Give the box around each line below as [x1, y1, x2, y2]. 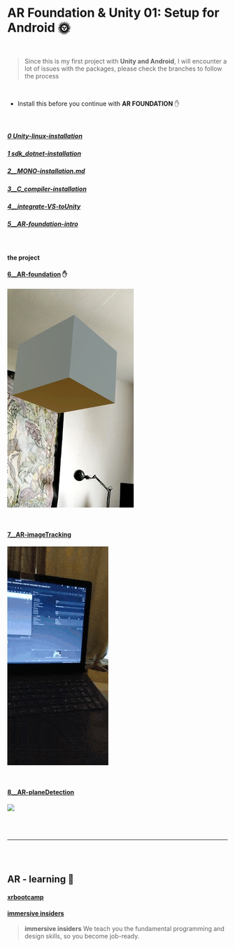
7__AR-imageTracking [7, 531, 72, 539]
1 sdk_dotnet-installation [7, 149, 82, 157]
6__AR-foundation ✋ [7, 269, 68, 278]
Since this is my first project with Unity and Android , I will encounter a [24, 57, 227, 65]
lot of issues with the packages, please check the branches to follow [24, 64, 222, 73]
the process [24, 71, 59, 80]
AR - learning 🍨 [7, 874, 75, 885]
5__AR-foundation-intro [7, 220, 78, 228]
